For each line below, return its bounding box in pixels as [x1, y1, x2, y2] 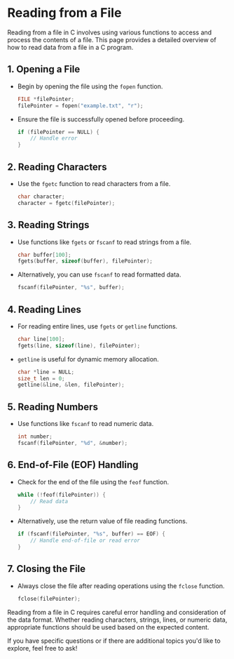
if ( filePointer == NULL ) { [17, 128, 100, 135]
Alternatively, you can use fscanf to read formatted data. [17, 270, 181, 279]
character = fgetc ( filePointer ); [17, 199, 116, 206]
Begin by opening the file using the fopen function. [17, 82, 163, 91]
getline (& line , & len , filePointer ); [17, 381, 125, 389]
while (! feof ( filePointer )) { [17, 491, 106, 498]
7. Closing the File [7, 563, 86, 575]
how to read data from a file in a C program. [7, 43, 134, 51]
